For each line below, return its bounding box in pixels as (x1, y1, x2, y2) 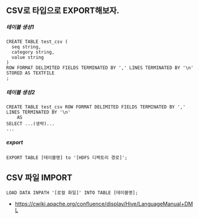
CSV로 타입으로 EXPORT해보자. (6, 5, 120, 16)
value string (11, 54, 44, 61)
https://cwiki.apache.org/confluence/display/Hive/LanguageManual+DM (14, 201, 193, 208)
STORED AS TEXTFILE (6, 70, 55, 76)
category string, (11, 50, 55, 55)
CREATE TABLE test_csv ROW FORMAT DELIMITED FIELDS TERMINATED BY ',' (6, 104, 186, 110)
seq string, (11, 44, 42, 50)
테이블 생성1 (6, 23, 34, 30)
